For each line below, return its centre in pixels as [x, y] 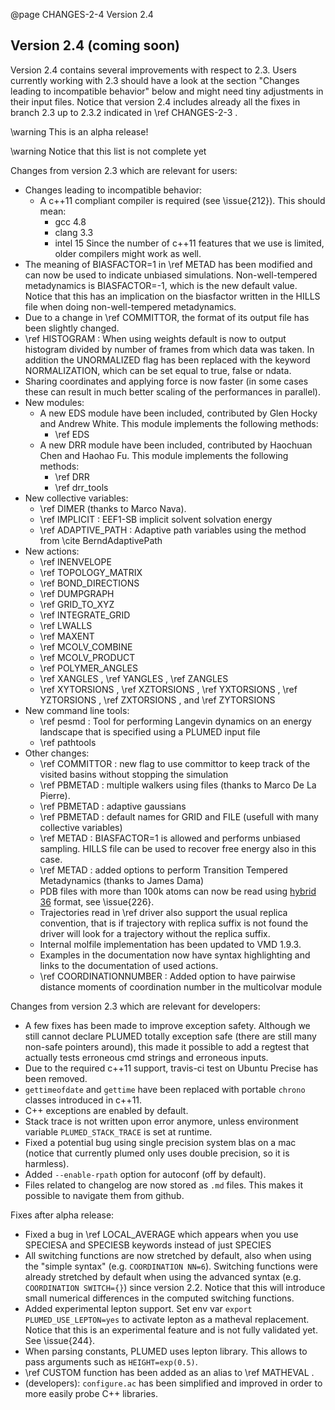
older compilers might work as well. [128, 253]
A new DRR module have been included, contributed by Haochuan [176, 445]
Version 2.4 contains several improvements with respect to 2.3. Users [153, 70]
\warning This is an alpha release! [79, 131]
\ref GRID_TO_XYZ [77, 604]
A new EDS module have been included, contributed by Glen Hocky [178, 413]
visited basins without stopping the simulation [134, 774]
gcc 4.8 [70, 221]
